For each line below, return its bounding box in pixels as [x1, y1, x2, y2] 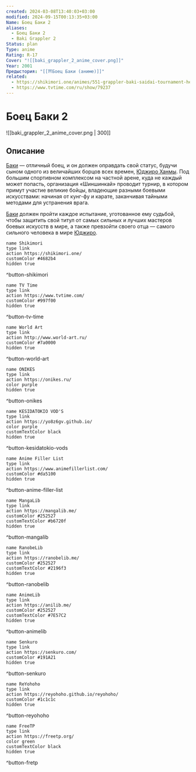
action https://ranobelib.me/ [6, 555, 80, 561]
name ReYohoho [6, 681, 41, 687]
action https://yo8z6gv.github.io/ [6, 419, 93, 425]
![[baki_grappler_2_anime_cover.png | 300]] [6, 129, 111, 136]
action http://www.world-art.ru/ [6, 335, 87, 340]
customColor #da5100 [6, 471, 57, 477]
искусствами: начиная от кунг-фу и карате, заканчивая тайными [6, 192, 168, 199]
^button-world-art [6, 355, 49, 362]
